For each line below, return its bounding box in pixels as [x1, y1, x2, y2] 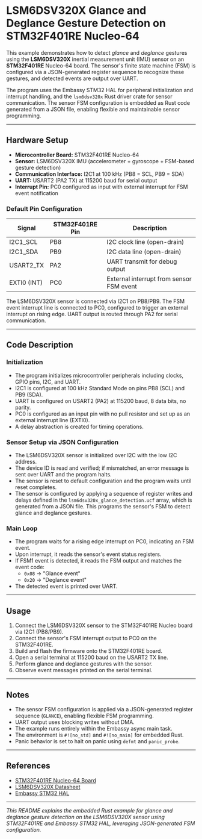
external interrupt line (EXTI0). [14, 416, 90, 423]
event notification [14, 189, 59, 196]
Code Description [6, 340, 73, 350]
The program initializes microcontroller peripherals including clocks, [14, 372, 184, 379]
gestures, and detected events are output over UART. [6, 75, 138, 82]
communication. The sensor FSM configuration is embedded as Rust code [6, 99, 191, 106]
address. [14, 458, 37, 466]
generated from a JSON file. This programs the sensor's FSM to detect [14, 503, 191, 510]
